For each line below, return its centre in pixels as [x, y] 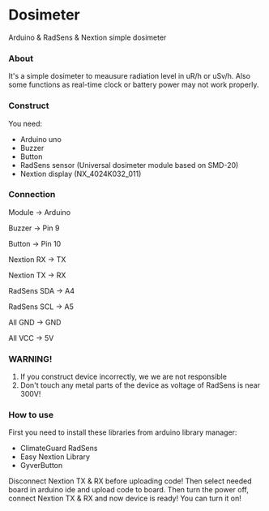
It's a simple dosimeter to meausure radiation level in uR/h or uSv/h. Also [130, 76]
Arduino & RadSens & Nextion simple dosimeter [88, 37]
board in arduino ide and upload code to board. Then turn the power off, [129, 490]
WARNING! [30, 359]
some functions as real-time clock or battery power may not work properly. [134, 85]
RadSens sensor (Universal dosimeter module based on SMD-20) [129, 165]
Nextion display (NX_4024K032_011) [81, 174]
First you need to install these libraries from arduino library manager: [123, 432]
